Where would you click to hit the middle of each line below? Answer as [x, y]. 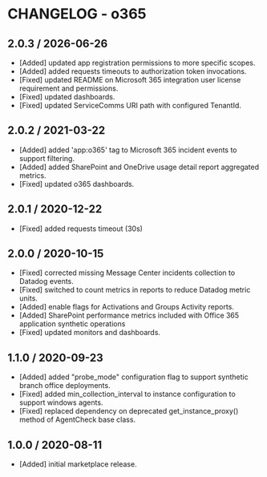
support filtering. [47, 158]
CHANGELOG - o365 [77, 14]
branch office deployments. [65, 386]
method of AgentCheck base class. [77, 420]
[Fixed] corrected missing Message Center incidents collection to [127, 273]
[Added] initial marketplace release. [78, 464]
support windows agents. [61, 402]
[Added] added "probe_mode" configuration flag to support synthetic [134, 377]
